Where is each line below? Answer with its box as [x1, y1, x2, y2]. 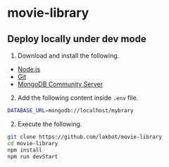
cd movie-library [7, 140, 58, 147]
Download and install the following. [17, 51, 120, 60]
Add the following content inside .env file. [17, 93, 139, 102]
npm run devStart [7, 153, 58, 160]
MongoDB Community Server [17, 80, 104, 88]
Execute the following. [17, 119, 82, 128]
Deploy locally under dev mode [7, 33, 146, 45]
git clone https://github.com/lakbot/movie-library [7, 133, 162, 140]
